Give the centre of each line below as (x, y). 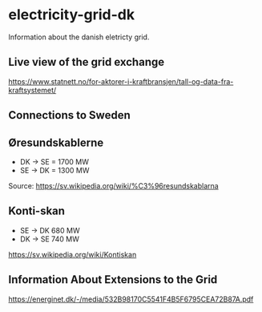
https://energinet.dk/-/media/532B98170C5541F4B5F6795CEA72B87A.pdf (131, 299)
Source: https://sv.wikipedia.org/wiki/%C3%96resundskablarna (113, 185)
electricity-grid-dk (72, 15)
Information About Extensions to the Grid (113, 280)
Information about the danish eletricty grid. (79, 37)
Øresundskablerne (56, 142)
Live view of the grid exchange (87, 62)
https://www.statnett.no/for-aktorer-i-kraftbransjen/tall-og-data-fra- (121, 81)
